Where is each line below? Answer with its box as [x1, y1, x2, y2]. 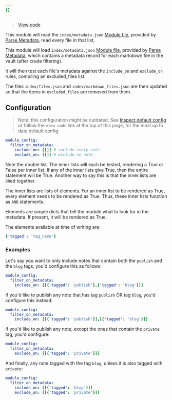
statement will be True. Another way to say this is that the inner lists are [5, 172, 157, 178]
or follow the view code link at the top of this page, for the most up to [17, 123, 163, 129]
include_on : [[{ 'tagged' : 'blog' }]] [14, 385, 93, 390]
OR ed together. [5, 177, 36, 184]
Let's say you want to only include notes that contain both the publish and [5, 257, 163, 264]
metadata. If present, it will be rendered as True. [5, 214, 107, 220]
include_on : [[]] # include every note [14, 147, 100, 153]
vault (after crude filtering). [5, 57, 63, 64]
